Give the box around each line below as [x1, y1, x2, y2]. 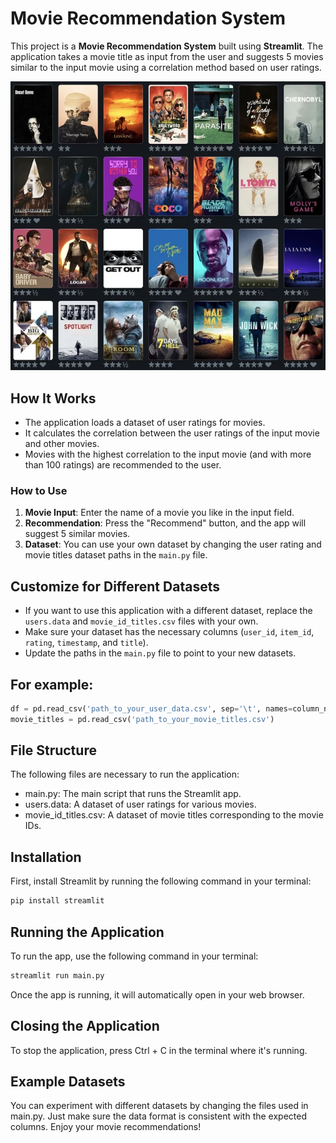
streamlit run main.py [10, 970, 105, 981]
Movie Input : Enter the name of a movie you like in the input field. [24, 507, 295, 519]
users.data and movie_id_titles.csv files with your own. [24, 615, 259, 627]
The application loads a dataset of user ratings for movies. [24, 417, 266, 428]
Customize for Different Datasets [10, 578, 220, 595]
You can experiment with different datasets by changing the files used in [10, 1100, 309, 1112]
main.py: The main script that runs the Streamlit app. [24, 788, 242, 800]
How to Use [10, 483, 68, 497]
